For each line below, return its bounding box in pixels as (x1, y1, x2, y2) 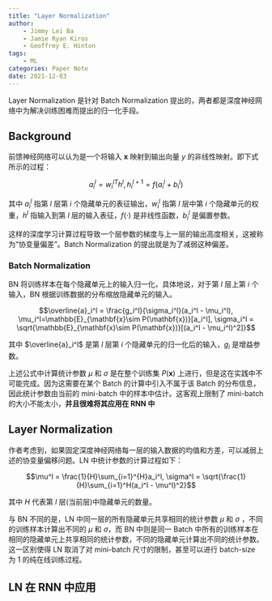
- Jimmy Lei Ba (23, 27, 74, 35)
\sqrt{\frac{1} (202, 471, 247, 481)
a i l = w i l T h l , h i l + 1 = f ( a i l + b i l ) (88, 178, 184, 191)
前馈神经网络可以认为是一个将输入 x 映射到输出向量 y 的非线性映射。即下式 (8, 151, 259, 162)
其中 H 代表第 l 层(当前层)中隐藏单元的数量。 (8, 497, 156, 506)
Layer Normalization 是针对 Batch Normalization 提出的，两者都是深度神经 (8, 95, 256, 105)
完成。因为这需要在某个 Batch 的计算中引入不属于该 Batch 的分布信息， (22, 378, 261, 388)
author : (8, 19, 35, 28)
